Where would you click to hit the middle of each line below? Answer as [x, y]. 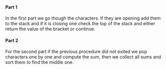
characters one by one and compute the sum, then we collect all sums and [83, 57]
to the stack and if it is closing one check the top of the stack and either [80, 24]
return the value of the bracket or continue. [50, 29]
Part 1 [11, 7]
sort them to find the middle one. [40, 62]
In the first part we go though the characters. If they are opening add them [83, 18]
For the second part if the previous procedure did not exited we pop [76, 52]
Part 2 [12, 40]
